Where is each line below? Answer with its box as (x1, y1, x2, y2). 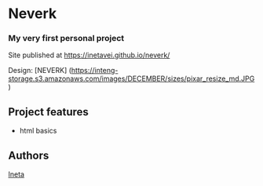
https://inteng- (71, 66, 119, 75)
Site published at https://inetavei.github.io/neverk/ (8, 50, 170, 60)
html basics (19, 126, 57, 136)
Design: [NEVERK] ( (8, 66, 72, 75)
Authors (8, 148, 49, 162)
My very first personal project (8, 33, 125, 44)
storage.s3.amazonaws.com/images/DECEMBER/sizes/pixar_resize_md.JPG (8, 74, 255, 83)
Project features (8, 105, 89, 119)
